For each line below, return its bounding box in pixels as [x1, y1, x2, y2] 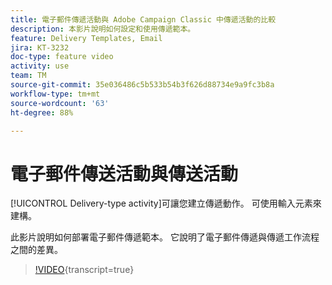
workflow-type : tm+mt [10, 89, 101, 99]
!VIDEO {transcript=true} [34, 264, 135, 276]
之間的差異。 [10, 244, 63, 256]
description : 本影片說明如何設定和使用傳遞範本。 [10, 24, 196, 34]
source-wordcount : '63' [10, 98, 110, 108]
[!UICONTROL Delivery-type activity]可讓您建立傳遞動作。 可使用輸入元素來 [10, 197, 322, 210]
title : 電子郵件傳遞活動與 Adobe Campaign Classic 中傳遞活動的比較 [10, 14, 277, 25]
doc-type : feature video [10, 52, 114, 62]
